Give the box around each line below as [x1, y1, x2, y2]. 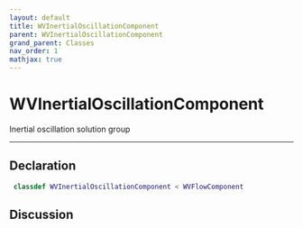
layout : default [9, 13, 70, 23]
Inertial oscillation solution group [9, 123, 131, 134]
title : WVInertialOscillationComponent [9, 22, 160, 31]
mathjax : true [9, 55, 63, 64]
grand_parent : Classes [9, 38, 95, 48]
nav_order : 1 [9, 47, 59, 56]
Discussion [9, 207, 74, 223]
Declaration [9, 159, 77, 174]
